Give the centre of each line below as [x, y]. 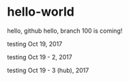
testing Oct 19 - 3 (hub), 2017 [48, 70]
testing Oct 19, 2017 [35, 44]
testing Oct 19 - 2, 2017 [40, 57]
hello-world [41, 12]
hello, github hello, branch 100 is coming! [65, 31]
